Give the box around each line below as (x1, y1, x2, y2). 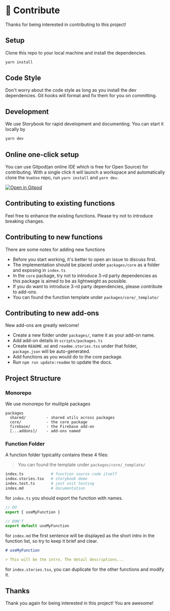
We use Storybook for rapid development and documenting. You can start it (5, 121, 164, 127)
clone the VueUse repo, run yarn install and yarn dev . (5, 174, 119, 180)
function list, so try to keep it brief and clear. (5, 538, 98, 544)
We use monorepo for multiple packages (5, 401, 91, 407)
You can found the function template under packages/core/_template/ (12, 294, 159, 300)
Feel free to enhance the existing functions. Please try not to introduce (5, 212, 153, 218)
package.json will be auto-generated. (12, 348, 91, 354)
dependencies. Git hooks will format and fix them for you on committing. (5, 93, 157, 99)
